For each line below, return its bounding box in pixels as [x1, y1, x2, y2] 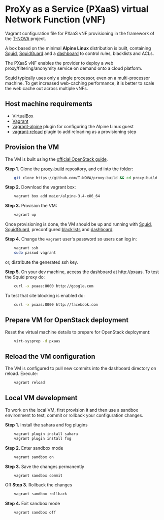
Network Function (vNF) [5, 14, 106, 25]
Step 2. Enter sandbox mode [5, 445, 64, 451]
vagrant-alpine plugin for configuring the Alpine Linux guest [12, 123, 134, 129]
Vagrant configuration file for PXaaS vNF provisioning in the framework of [5, 30, 155, 36]
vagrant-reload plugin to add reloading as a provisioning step [12, 129, 136, 135]
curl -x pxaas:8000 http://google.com [14, 284, 94, 288]
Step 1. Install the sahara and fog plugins [5, 422, 88, 427]
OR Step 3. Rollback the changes [5, 482, 72, 488]
